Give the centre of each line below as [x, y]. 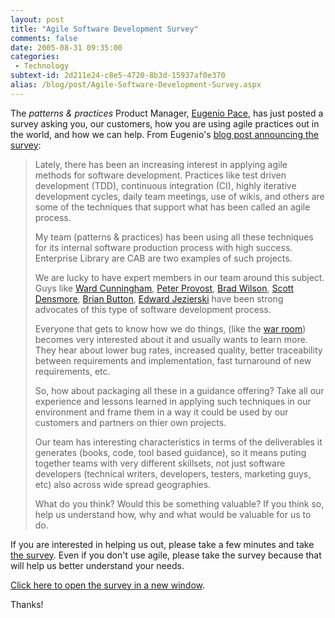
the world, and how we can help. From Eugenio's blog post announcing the [164, 134]
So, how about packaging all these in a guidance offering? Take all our [179, 390]
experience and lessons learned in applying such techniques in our [173, 401]
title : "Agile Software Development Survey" [104, 29]
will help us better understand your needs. [97, 565]
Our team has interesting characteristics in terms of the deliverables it [178, 442]
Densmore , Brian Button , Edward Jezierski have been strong [159, 298]
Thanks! [27, 604]
